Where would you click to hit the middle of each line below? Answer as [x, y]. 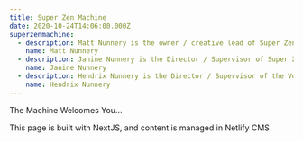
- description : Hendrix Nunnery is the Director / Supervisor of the [151, 76]
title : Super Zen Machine [58, 18]
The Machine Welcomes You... [66, 110]
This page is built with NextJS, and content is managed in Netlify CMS [140, 128]
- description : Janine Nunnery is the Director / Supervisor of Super [153, 59]
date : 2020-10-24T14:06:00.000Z [70, 26]
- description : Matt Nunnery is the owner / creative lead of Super [149, 43]
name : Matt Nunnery [62, 51]
